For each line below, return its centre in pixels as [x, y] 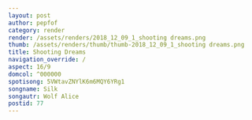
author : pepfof [33, 23]
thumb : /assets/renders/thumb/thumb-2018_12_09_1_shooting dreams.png [126, 45]
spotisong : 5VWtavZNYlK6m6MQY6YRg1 [67, 81]
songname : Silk [33, 89]
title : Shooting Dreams [47, 52]
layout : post [30, 15]
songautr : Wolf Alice [44, 96]
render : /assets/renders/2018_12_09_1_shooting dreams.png [107, 37]
